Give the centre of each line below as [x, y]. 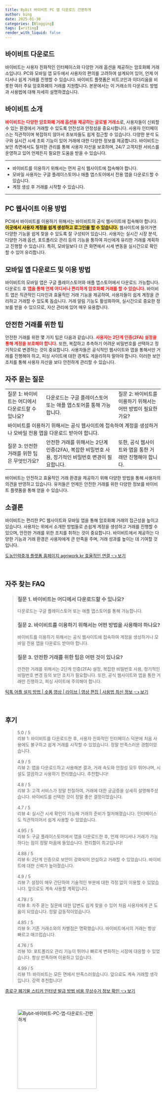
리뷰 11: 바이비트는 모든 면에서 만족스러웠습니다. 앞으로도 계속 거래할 [83, 974]
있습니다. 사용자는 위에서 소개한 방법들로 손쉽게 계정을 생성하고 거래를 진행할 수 [82, 526]
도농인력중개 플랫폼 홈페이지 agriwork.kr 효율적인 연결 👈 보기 [65, 555]
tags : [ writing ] [22, 28]
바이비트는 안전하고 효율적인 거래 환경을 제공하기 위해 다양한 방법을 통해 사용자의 [83, 478]
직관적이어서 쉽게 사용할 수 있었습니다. [60, 820]
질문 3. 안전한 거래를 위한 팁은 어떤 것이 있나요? [70, 657]
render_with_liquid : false [33, 33]
